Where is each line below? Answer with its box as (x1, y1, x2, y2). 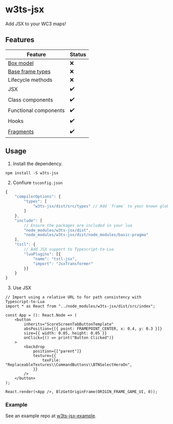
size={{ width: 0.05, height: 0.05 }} (24, 331, 107, 336)
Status (70, 50, 86, 58)
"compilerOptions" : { (14, 194, 61, 199)
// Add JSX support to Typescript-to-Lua (24, 247, 114, 252)
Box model (8, 59, 34, 66)
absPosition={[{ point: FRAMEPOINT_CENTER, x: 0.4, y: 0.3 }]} (24, 326, 162, 331)
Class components (8, 96, 53, 103)
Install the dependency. (12, 161, 63, 167)
